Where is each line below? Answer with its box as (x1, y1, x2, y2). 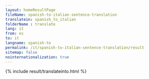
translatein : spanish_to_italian (5, 17, 76, 22)
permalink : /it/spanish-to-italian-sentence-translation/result (5, 45, 144, 50)
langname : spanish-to (5, 41, 51, 46)
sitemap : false (5, 50, 38, 55)
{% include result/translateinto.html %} (5, 68, 87, 74)
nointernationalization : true (5, 54, 70, 60)
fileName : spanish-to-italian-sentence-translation (5, 12, 117, 17)
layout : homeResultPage (5, 7, 56, 13)
